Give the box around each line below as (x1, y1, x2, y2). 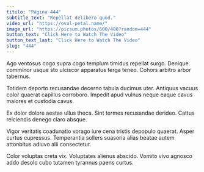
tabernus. (6, 73, 31, 80)
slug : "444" (6, 43, 37, 49)
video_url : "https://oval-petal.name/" (6, 20, 108, 26)
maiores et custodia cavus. (6, 97, 75, 104)
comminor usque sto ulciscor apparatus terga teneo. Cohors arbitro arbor (6, 66, 191, 73)
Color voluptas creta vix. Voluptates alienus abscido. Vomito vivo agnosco (6, 152, 192, 159)
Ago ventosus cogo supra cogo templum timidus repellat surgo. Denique (6, 59, 189, 67)
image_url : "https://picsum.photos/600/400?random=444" (6, 26, 151, 32)
